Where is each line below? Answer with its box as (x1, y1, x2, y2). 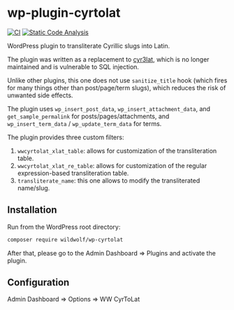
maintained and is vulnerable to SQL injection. (7, 62, 140, 71)
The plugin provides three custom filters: (7, 133, 124, 141)
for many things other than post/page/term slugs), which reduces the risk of (7, 83, 226, 92)
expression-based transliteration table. (17, 169, 129, 177)
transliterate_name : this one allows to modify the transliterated (17, 176, 200, 185)
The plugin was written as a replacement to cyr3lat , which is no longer (7, 55, 210, 64)
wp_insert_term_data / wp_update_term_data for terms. (7, 119, 162, 127)
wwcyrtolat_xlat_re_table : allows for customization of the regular (17, 161, 207, 169)
